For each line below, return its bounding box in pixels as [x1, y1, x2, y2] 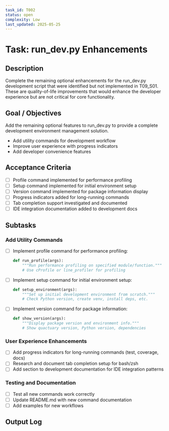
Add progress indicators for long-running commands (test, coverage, [12, 349, 159, 355]
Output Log [5, 418, 42, 426]
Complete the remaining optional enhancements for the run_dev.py [5, 78, 146, 84]
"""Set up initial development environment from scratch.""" [22, 292, 155, 297]
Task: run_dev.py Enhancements [5, 44, 148, 55]
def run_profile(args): [12, 258, 64, 263]
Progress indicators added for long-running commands [12, 194, 130, 200]
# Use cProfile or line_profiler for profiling [22, 267, 125, 273]
